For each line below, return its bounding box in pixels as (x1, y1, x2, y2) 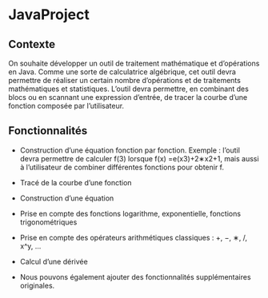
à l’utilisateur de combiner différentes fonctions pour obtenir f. (19, 162, 225, 172)
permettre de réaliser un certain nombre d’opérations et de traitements (8, 76, 242, 85)
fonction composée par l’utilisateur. (8, 101, 125, 110)
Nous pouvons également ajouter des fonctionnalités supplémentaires (19, 272, 251, 281)
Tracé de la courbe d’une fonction (19, 177, 132, 187)
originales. (19, 280, 55, 290)
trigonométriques (19, 217, 78, 227)
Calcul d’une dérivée (19, 256, 88, 266)
